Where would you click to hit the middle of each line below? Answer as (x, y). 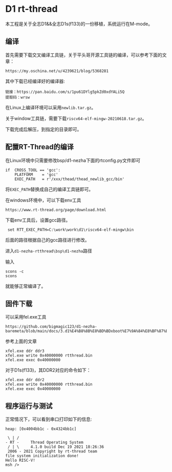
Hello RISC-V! (20, 460)
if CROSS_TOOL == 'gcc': (33, 170)
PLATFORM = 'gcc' (36, 174)
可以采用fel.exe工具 (26, 317)
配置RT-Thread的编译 (40, 147)
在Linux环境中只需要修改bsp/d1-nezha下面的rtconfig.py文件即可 (73, 160)
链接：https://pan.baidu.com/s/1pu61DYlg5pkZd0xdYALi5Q (65, 92)
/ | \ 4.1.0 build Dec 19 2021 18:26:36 (56, 447)
